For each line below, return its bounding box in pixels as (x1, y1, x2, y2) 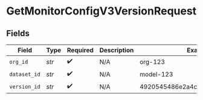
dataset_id (9, 70, 40, 78)
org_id (9, 58, 28, 65)
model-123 (140, 70, 173, 78)
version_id (9, 83, 40, 90)
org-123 (140, 57, 165, 66)
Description (99, 46, 134, 54)
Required (66, 46, 94, 54)
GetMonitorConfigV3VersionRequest (6, 4, 197, 18)
